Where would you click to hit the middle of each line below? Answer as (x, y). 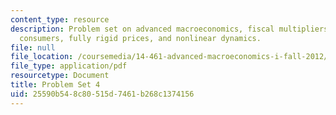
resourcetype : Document (60, 76)
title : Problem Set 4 (55, 85)
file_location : (42, 57)
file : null (33, 47)
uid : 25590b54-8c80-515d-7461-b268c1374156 (102, 94)
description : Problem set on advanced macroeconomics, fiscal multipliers (169, 29)
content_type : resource (60, 19)
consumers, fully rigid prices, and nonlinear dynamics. (140, 38)
